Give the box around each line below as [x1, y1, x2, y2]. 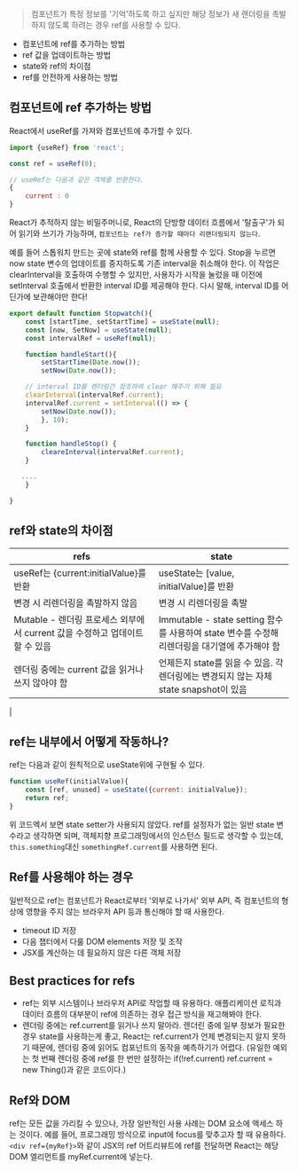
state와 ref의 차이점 [21, 61, 91, 71]
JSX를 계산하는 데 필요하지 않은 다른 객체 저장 [21, 947, 182, 957]
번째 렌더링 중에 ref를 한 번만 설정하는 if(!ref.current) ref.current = [41, 1053, 273, 1064]
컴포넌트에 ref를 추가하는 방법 [21, 39, 126, 49]
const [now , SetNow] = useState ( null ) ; [25, 326, 173, 334]
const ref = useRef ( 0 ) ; [9, 159, 98, 168]
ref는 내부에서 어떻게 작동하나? [9, 734, 169, 749]
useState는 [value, [158, 567, 235, 579]
